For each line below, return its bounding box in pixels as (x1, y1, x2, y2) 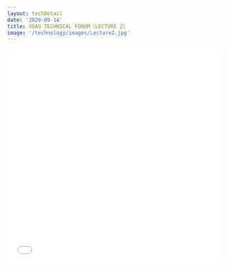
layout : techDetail (7, 10, 63, 17)
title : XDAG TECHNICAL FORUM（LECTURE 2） (7, 23, 128, 30)
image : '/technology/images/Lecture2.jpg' (7, 29, 130, 36)
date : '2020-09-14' (7, 17, 63, 23)
